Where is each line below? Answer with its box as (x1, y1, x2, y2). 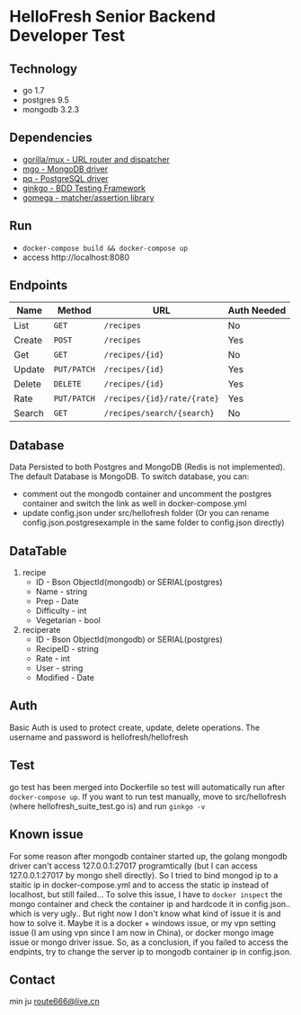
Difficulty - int (35, 605, 87, 617)
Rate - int (35, 654, 70, 664)
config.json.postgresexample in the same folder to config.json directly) (22, 517, 285, 528)
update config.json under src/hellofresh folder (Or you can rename (22, 508, 270, 519)
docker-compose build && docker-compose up (22, 244, 189, 253)
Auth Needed (227, 304, 287, 316)
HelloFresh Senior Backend (9, 6, 216, 27)
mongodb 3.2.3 (22, 104, 79, 114)
